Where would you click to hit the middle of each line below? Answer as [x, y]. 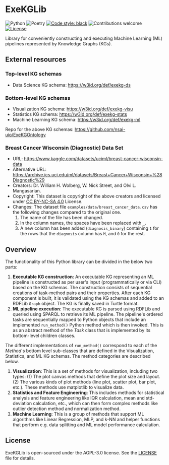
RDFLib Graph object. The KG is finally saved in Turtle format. [75, 304]
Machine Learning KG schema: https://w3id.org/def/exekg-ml [76, 119]
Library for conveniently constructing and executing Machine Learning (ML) [84, 38]
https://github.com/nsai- [100, 129]
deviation [22, 404]
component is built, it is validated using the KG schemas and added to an [88, 298]
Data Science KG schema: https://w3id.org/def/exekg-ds [72, 85]
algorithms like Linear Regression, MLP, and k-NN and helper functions [86, 420]
